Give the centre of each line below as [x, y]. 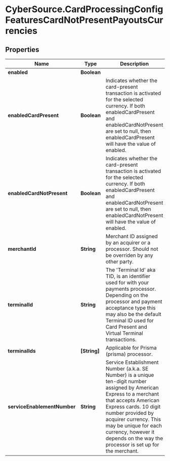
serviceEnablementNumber [42, 407]
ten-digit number [126, 381]
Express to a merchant [132, 394]
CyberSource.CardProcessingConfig [84, 9]
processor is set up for [132, 445]
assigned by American [132, 388]
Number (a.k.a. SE [127, 369]
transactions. [121, 339]
